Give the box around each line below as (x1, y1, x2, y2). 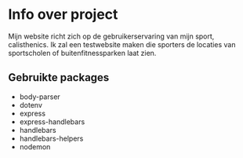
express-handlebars (19, 116, 85, 127)
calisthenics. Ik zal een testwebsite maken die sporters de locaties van (8, 39, 236, 49)
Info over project (8, 6, 118, 24)
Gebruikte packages (8, 71, 110, 84)
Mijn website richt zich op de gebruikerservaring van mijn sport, (8, 31, 215, 41)
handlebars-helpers (19, 134, 84, 143)
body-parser (19, 92, 60, 101)
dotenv (19, 100, 43, 109)
